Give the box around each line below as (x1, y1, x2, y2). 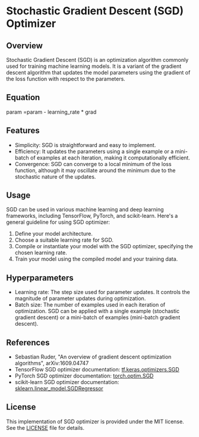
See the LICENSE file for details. (6, 424, 85, 431)
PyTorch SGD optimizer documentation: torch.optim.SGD (14, 372, 154, 379)
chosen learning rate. (14, 249, 67, 257)
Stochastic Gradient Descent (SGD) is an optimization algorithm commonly (6, 57, 189, 63)
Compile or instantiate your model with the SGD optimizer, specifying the (14, 243, 193, 250)
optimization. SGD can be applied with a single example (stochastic (14, 308, 180, 315)
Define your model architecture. (14, 230, 93, 238)
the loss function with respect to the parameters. (6, 76, 126, 82)
